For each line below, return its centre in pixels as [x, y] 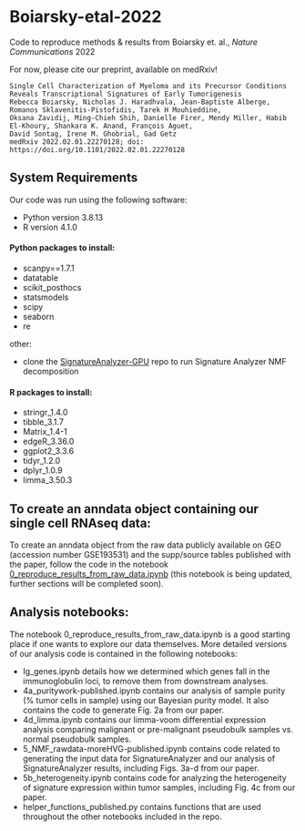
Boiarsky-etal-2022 [86, 17]
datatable [41, 277]
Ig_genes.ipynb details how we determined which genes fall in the [146, 671]
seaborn [38, 316]
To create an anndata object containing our [134, 509]
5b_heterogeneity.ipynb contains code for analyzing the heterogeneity [154, 777]
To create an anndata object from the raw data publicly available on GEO [146, 545]
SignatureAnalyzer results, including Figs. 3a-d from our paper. [141, 768]
